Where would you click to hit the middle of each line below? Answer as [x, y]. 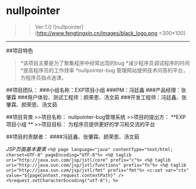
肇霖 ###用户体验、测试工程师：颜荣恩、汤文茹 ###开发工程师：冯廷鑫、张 [97, 97]
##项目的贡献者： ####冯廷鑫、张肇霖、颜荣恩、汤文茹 [73, 136]
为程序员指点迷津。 [43, 78]
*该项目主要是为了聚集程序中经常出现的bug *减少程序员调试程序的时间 [105, 63]
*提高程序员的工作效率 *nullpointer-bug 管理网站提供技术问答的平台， [104, 70]
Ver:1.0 [43, 27]
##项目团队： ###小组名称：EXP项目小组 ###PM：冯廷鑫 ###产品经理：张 [96, 90]
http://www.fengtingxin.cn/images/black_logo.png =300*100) [111, 33]
